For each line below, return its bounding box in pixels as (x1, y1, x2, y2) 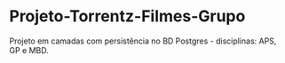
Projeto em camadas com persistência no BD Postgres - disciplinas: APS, (9, 35, 277, 46)
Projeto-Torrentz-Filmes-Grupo (9, 6, 246, 27)
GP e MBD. (9, 44, 49, 55)
